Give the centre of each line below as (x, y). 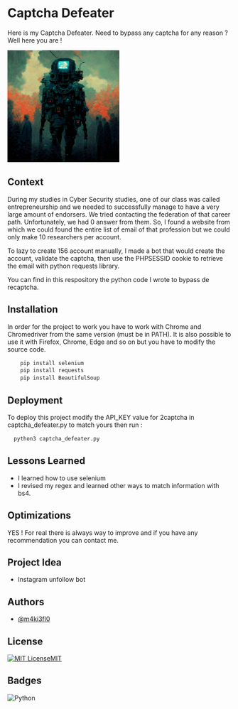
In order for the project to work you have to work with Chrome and (104, 326)
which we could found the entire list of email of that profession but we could (119, 229)
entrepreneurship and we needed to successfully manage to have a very (114, 207)
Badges (25, 681)
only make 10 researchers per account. (65, 237)
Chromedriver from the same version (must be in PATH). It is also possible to (119, 334)
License (25, 641)
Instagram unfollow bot (52, 580)
